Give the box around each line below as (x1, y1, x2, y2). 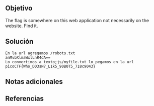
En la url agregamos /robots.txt (5, 50, 75, 56)
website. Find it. (5, 23, 38, 29)
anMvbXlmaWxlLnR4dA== (5, 55, 51, 60)
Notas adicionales (5, 77, 63, 86)
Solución (5, 37, 34, 46)
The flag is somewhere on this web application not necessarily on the (5, 17, 149, 23)
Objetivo (5, 4, 33, 13)
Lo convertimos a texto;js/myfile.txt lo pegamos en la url (5, 59, 134, 64)
